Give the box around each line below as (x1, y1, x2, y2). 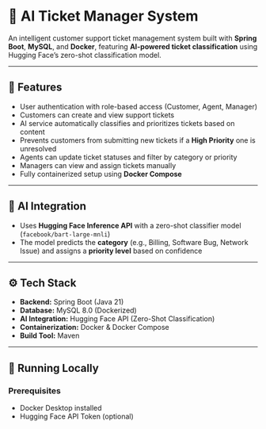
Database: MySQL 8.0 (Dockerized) (19, 305, 137, 316)
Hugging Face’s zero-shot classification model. (8, 50, 162, 59)
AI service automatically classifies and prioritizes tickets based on (19, 118, 235, 128)
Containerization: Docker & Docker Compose (19, 323, 169, 332)
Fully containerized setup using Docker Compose (19, 169, 182, 178)
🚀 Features (8, 81, 63, 94)
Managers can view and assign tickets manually (19, 160, 177, 170)
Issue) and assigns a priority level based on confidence (19, 246, 203, 255)
